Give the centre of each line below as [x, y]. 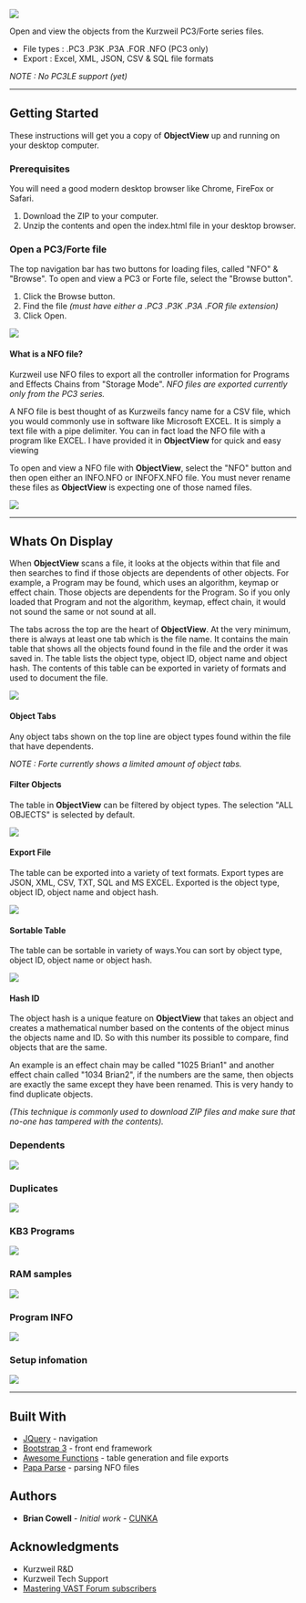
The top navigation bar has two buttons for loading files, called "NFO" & [144, 269]
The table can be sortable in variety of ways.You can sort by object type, [146, 951]
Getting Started [54, 114]
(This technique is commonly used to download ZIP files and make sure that [153, 1112]
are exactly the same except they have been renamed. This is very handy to [152, 1085]
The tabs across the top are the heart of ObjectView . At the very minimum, [150, 630]
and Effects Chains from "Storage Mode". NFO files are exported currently [149, 384]
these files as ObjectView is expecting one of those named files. [131, 487]
